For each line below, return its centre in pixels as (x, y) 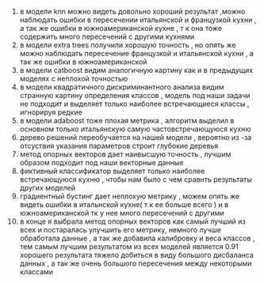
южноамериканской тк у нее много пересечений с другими (122, 213)
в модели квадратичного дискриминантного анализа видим (122, 87)
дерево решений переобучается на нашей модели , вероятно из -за (136, 137)
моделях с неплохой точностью (74, 79)
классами (36, 272)
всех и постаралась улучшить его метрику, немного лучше (121, 230)
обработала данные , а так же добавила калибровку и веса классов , (137, 238)
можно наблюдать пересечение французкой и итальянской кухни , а (136, 53)
